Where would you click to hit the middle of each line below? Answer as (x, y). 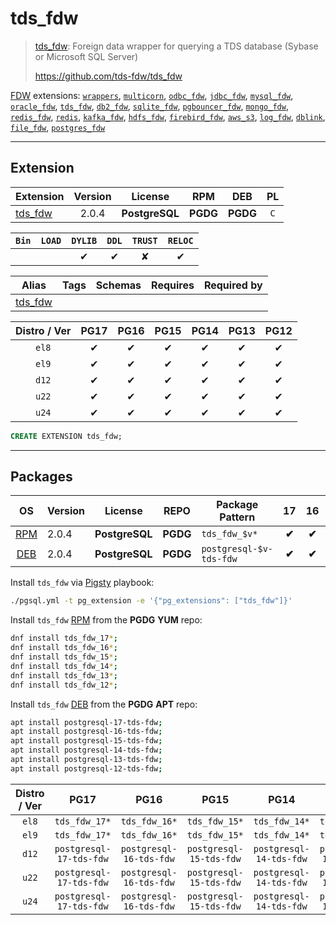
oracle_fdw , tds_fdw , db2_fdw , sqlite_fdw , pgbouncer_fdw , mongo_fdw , (149, 106)
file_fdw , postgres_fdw (58, 127)
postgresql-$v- (237, 549)
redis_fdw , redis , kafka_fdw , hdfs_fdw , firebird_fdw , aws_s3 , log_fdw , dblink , (168, 116)
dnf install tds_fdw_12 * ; (64, 685)
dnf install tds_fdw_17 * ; (64, 638)
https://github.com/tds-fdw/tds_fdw (108, 76)
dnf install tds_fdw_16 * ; (64, 648)
